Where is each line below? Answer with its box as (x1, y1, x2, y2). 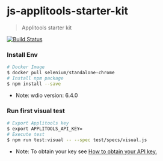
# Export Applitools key (7, 120, 69, 126)
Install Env (7, 50, 38, 59)
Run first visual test (7, 107, 65, 115)
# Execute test (7, 131, 45, 137)
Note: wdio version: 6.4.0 (15, 92, 78, 99)
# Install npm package (7, 75, 64, 81)
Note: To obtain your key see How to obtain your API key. (15, 148, 157, 155)
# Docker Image (7, 64, 45, 70)
